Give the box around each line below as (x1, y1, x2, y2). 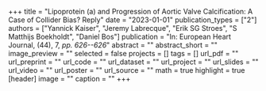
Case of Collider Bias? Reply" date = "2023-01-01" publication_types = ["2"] (8, 15, 257, 25)
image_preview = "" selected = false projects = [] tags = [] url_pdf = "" (8, 49, 239, 58)
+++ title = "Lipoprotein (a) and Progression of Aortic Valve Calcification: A (8, 7, 253, 16)
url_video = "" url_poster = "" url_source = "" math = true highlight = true (8, 66, 245, 74)
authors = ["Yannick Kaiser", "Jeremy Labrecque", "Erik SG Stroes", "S (8, 24, 237, 32)
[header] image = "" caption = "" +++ (8, 74, 131, 83)
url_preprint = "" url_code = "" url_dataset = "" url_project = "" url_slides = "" (8, 57, 259, 66)
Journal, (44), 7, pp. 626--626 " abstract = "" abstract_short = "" (8, 40, 218, 50)
